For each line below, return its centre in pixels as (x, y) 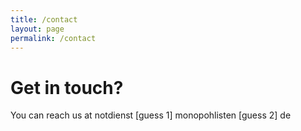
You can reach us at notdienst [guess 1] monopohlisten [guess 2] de (151, 115)
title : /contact (44, 19)
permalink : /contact (53, 38)
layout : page (37, 29)
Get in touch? (67, 87)
